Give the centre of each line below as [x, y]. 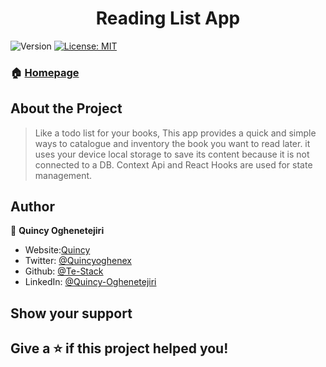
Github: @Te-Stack [64, 271]
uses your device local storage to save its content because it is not [172, 154]
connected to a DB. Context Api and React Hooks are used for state [173, 164]
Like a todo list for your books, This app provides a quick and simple [175, 133]
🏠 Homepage [45, 72]
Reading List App [168, 18]
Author [32, 207]
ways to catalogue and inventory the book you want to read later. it [172, 143]
